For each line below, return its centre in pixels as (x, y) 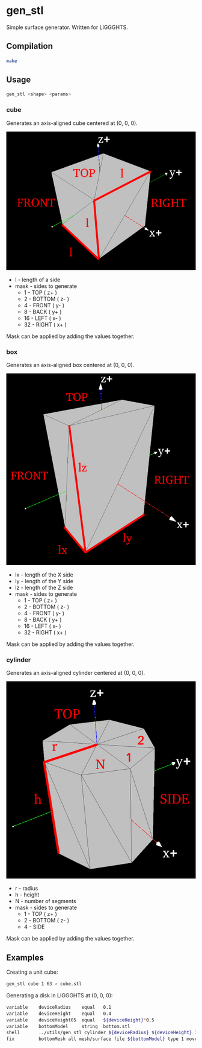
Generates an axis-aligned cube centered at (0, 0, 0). (72, 123)
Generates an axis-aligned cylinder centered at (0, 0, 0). (76, 673)
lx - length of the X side (44, 575)
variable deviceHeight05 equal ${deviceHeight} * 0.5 (80, 1020)
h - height (27, 895)
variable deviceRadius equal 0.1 (59, 1007)
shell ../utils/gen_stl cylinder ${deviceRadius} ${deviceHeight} (99, 1033)
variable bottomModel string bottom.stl (68, 1026)
